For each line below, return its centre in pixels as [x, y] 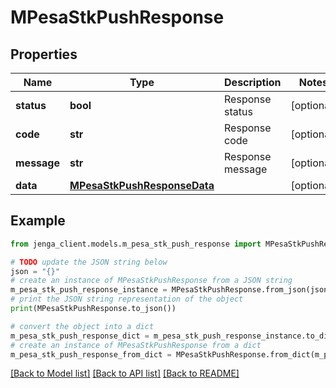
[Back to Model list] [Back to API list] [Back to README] [125, 373]
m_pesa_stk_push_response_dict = [80, 336]
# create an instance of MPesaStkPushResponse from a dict [136, 345]
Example [38, 221]
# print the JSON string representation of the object [127, 299]
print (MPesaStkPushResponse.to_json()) [93, 309]
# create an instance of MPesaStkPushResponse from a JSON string [151, 281]
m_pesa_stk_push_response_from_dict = [91, 354]
